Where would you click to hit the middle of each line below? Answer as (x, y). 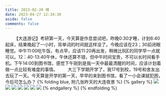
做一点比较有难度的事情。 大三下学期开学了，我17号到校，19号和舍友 (80, 70)
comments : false (22, 24)
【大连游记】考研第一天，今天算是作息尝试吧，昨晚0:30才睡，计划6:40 (87, 38)
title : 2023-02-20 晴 (27, 10)
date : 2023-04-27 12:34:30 (33, 14)
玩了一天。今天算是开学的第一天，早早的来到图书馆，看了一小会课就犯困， (86, 76)
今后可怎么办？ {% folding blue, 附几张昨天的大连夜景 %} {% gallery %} (79, 82)
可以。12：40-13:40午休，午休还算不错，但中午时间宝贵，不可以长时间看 (80, 57)
